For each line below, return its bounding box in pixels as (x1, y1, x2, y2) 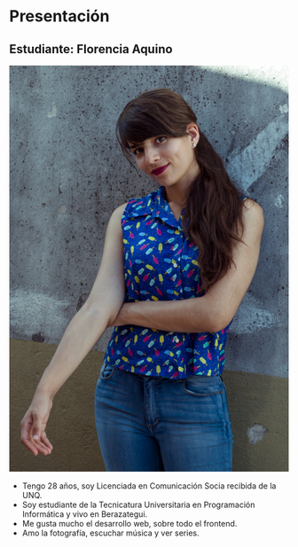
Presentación (9, 6, 110, 27)
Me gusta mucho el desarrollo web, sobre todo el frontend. (21, 519, 238, 529)
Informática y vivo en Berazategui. (21, 509, 148, 520)
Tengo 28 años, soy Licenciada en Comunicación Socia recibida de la (21, 481, 277, 491)
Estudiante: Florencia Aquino (9, 42, 173, 57)
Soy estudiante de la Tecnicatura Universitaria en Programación (21, 499, 255, 511)
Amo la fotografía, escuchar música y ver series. (21, 527, 200, 538)
